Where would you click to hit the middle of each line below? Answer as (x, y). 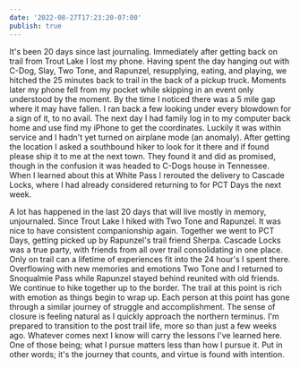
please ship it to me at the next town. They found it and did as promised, (142, 156)
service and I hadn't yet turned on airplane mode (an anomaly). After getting (150, 137)
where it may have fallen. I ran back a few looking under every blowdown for (150, 108)
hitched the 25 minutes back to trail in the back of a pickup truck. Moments (148, 80)
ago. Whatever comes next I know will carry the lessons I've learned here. (146, 335)
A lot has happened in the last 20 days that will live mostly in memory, (138, 211)
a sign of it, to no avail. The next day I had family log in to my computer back (150, 118)
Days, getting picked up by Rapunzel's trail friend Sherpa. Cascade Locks (145, 240)
